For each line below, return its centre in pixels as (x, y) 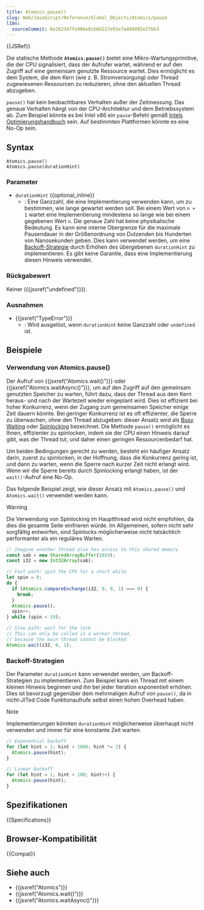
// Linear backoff (30, 769)
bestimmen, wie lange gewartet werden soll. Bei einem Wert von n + (110, 208)
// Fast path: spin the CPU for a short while (66, 572)
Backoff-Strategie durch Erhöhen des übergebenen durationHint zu (110, 247)
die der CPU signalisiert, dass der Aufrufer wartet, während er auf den (94, 65)
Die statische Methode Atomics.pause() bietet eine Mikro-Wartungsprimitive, (102, 58)
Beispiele (24, 350)
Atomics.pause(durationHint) (43, 167)
